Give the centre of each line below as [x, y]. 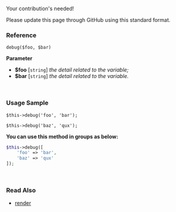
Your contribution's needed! [40, 9]
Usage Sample [27, 103]
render [23, 203]
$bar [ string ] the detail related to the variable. [71, 76]
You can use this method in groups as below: [62, 136]
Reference [21, 35]
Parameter [19, 58]
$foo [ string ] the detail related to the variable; [71, 70]
